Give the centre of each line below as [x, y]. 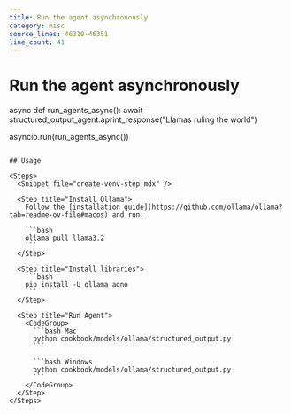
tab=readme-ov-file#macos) [59, 215]
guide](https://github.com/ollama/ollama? [203, 207]
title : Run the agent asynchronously [79, 17]
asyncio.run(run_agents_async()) [69, 137]
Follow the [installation [73, 207]
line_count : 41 [37, 42]
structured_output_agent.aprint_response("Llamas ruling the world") [134, 119]
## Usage [25, 161]
